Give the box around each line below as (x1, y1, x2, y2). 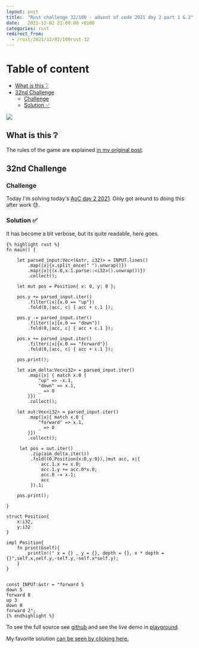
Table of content (6, 62, 90, 76)
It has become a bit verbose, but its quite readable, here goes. (6, 230, 160, 237)
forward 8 (6, 592, 31, 598)
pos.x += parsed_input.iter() (17, 335, 93, 341)
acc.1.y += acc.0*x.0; (41, 466, 97, 472)
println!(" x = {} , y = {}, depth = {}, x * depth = (27, 550, 164, 556)
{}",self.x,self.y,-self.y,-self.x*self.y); (6, 555, 119, 561)
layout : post (6, 8, 39, 15)
